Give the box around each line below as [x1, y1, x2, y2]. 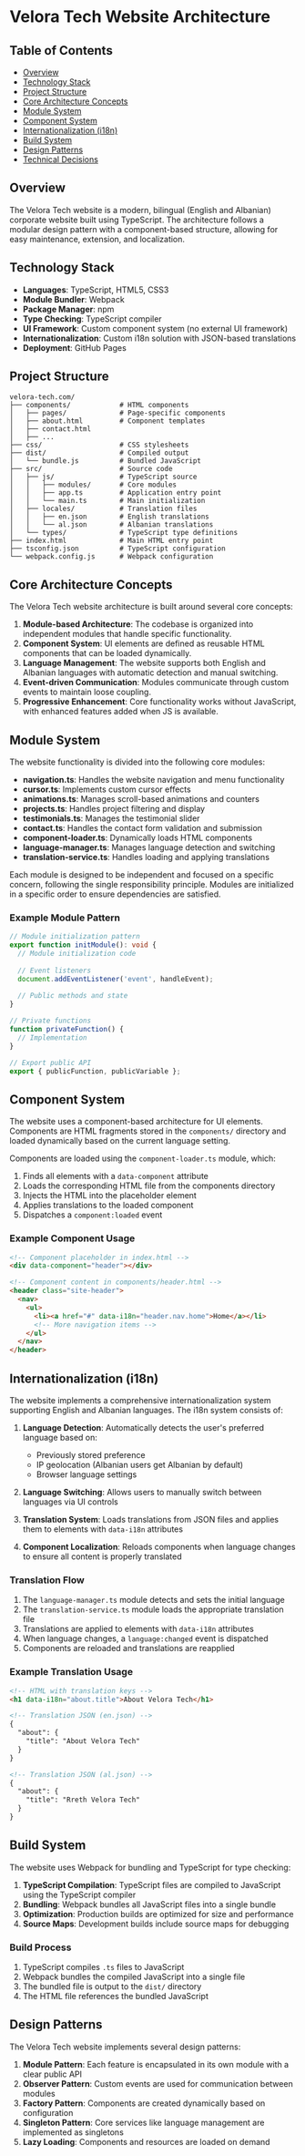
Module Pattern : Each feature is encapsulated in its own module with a [22, 2058, 290, 2069]
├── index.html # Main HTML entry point [9, 536, 214, 546]
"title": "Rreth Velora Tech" [25, 1795, 141, 1805]
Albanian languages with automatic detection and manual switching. [22, 667, 279, 678]
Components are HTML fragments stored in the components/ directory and [9, 1125, 287, 1136]
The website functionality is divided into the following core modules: [9, 756, 266, 767]
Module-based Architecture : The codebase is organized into [22, 619, 254, 630]
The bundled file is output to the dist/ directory [22, 1980, 202, 1992]
